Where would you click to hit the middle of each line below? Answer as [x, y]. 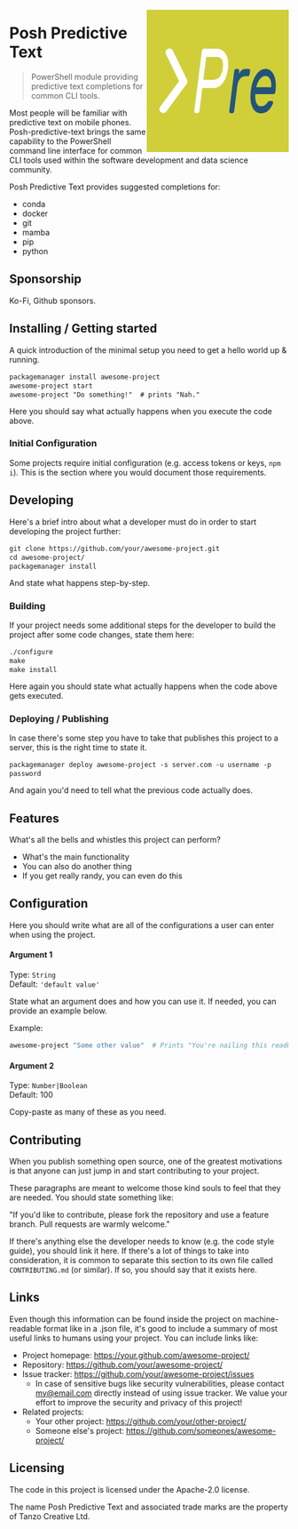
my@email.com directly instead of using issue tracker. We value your [161, 1393]
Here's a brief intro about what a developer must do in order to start [133, 522]
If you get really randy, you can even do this [102, 876]
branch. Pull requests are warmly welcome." [90, 1224]
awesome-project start [51, 386]
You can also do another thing [77, 867]
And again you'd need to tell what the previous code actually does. [131, 790]
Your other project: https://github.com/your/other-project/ [141, 1421]
